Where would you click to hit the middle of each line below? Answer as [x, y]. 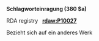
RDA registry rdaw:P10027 [42, 20]
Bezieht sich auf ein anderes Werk [50, 32]
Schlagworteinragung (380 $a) [46, 9]
